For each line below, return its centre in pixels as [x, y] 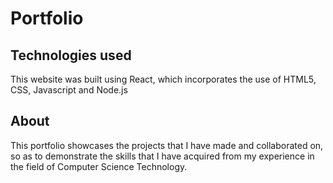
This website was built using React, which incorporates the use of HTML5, [163, 79]
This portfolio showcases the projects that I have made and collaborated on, [167, 145]
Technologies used [71, 55]
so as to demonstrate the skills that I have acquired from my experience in [162, 156]
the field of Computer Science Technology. [99, 166]
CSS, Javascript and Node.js [69, 90]
